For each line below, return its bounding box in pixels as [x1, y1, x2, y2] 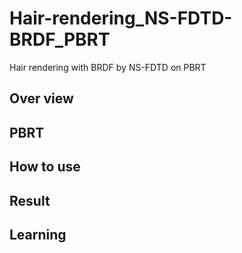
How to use [9, 158, 81, 176]
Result [9, 192, 51, 209]
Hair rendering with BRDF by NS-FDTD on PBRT [9, 61, 207, 73]
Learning [9, 226, 67, 243]
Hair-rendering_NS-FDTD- [9, 7, 233, 30]
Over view [9, 90, 74, 107]
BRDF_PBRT [9, 28, 111, 51]
